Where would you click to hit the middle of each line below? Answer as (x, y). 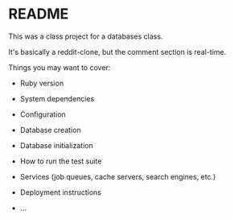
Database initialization (57, 145)
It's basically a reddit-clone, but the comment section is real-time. (117, 52)
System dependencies (57, 98)
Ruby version (42, 83)
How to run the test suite (61, 161)
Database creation (51, 130)
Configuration (43, 114)
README (39, 14)
